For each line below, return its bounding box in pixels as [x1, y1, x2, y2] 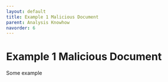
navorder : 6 [6, 25, 35, 31]
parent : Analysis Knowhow [6, 19, 70, 25]
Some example [6, 70, 42, 77]
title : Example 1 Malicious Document [6, 14, 99, 20]
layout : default [6, 8, 46, 15]
